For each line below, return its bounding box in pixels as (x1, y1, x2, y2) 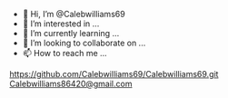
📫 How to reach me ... (22, 48, 107, 58)
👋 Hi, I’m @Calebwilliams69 (22, 9, 125, 19)
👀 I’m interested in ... (22, 18, 100, 29)
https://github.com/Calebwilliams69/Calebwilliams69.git (9, 69, 219, 79)
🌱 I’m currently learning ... (22, 28, 120, 38)
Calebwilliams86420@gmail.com (9, 78, 133, 89)
